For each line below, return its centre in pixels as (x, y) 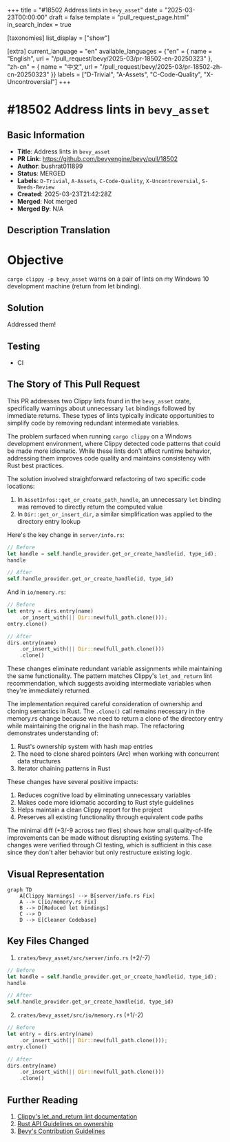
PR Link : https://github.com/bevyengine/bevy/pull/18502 (97, 159)
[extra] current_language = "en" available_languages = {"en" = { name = (109, 51)
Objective (35, 260)
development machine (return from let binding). (74, 286)
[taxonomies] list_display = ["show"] (59, 38)
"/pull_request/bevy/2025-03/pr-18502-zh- (161, 67)
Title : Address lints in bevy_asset (63, 151)
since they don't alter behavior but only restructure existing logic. (100, 852)
